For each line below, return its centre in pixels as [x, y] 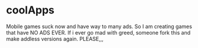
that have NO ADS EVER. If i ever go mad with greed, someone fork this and [98, 32]
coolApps [30, 10]
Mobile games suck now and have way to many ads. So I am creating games [99, 26]
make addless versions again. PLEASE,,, [55, 39]
